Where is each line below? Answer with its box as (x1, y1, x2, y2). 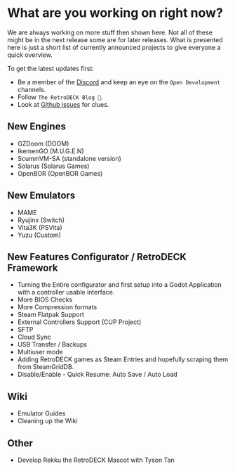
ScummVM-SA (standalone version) (17, 154, 121, 162)
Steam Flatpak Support (17, 311, 84, 319)
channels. (17, 85, 46, 93)
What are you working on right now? (7, 5, 223, 21)
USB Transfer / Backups (17, 340, 88, 349)
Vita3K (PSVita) (17, 223, 63, 231)
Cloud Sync (17, 333, 51, 342)
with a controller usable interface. (17, 288, 115, 297)
